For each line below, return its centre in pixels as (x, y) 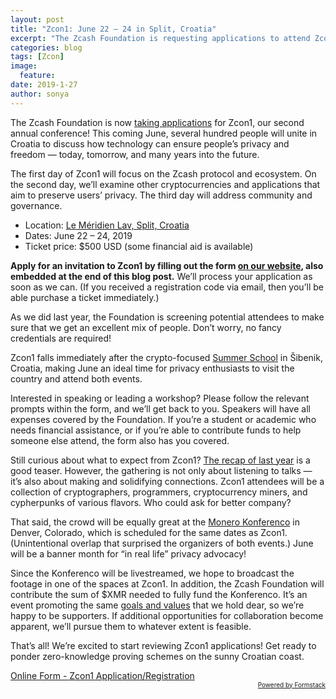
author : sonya (40, 94)
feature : (37, 76)
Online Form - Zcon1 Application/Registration (102, 675)
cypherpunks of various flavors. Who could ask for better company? (151, 502)
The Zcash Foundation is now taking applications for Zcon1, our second (157, 122)
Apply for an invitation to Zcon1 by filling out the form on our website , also (167, 265)
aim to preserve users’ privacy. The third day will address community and (161, 195)
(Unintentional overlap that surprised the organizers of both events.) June (162, 543)
